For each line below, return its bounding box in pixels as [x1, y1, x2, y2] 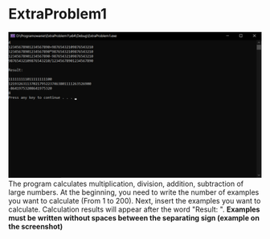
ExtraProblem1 [8, 5, 107, 23]
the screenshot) [8, 222, 63, 232]
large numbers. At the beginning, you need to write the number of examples [8, 187, 260, 197]
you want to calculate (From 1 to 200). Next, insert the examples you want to [8, 196, 261, 206]
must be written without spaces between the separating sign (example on [8, 213, 260, 223]
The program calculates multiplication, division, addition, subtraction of [8, 179, 243, 189]
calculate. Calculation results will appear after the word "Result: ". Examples [8, 204, 260, 214]
